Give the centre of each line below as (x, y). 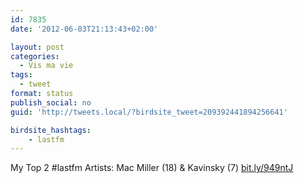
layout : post (37, 47)
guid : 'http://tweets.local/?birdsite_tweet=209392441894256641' (149, 112)
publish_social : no (51, 102)
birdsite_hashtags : (51, 130)
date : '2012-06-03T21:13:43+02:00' (84, 29)
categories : (35, 56)
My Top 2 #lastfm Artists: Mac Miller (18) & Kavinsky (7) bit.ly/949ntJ (152, 168)
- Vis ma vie (46, 66)
